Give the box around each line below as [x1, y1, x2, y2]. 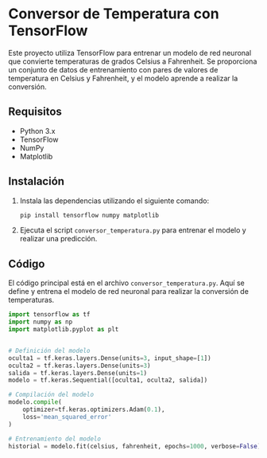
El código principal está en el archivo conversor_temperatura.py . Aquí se [8, 278, 245, 288]
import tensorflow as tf [8, 311, 91, 319]
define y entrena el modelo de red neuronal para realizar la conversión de [8, 287, 249, 296]
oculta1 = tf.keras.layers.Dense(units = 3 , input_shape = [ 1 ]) [8, 354, 212, 362]
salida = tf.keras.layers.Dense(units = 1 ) [8, 369, 148, 377]
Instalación [8, 174, 65, 188]
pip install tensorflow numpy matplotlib [19, 211, 159, 219]
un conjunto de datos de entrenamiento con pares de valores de [8, 65, 219, 74]
